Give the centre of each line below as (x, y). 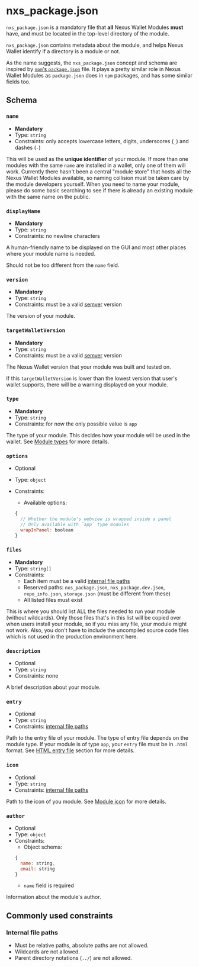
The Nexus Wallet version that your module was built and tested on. (89, 367)
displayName (23, 211)
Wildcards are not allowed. (47, 952)
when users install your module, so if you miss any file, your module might (97, 624)
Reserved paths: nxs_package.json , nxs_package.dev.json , (94, 587)
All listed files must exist (53, 599)
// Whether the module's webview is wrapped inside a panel (96, 519)
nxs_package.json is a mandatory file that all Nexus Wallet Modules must (95, 27)
